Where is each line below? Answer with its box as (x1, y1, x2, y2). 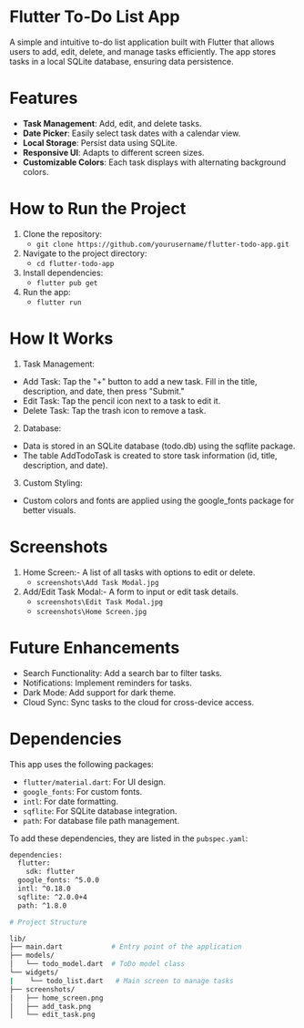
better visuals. (22, 504, 76, 516)
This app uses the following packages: (9, 758, 155, 769)
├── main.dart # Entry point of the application (9, 942, 243, 951)
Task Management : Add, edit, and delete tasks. (22, 118, 202, 128)
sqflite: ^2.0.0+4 (17, 892, 88, 901)
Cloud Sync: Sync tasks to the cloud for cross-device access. (22, 696, 255, 707)
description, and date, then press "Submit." (22, 385, 185, 396)
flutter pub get (35, 278, 98, 288)
